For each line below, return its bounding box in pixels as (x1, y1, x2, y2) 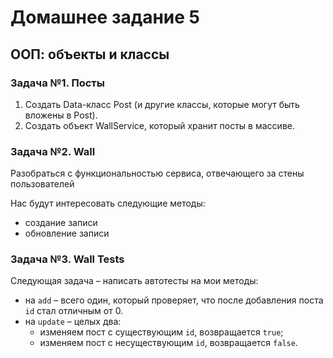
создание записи (24, 217, 98, 229)
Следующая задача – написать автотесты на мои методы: (10, 275, 259, 287)
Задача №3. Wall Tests (10, 252, 125, 266)
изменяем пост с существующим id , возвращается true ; (39, 326, 284, 338)
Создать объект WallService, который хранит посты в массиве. (24, 119, 295, 131)
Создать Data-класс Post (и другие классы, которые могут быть (24, 98, 300, 110)
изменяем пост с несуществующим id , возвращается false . (39, 337, 298, 349)
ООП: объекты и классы (10, 46, 170, 63)
